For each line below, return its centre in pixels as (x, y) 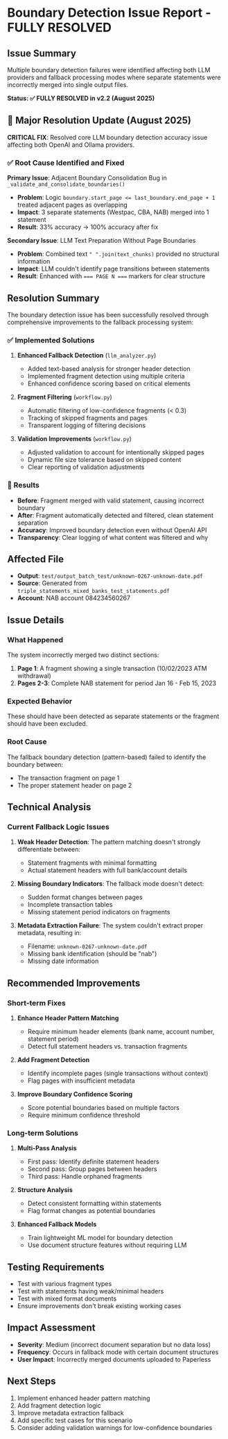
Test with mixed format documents (67, 1298)
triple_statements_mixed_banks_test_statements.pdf (93, 591)
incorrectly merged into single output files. (68, 85)
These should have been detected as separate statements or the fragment (113, 716)
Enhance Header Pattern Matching (68, 1018)
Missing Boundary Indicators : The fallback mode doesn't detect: (111, 884)
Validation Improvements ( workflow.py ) (74, 439)
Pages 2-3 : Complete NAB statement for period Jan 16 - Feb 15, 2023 (117, 683)
